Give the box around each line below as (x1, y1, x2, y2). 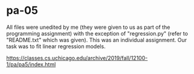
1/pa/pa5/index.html (6, 61, 56, 68)
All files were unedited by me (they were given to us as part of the (6, 23, 170, 31)
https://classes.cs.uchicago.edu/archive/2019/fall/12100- (6, 54, 148, 61)
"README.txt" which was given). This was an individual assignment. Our (6, 36, 187, 43)
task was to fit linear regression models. (6, 43, 106, 50)
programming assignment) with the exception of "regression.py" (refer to (6, 29, 189, 37)
